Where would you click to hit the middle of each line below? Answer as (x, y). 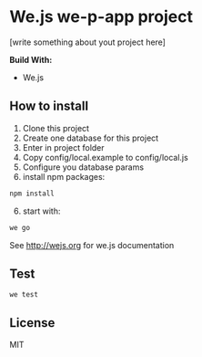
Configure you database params (83, 167)
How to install (49, 106)
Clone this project (56, 128)
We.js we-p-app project (101, 17)
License (32, 323)
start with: (41, 211)
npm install (32, 194)
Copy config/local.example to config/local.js (105, 157)
